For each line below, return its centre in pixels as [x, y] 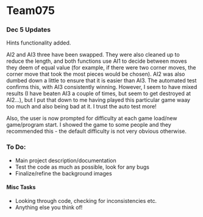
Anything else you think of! [49, 207]
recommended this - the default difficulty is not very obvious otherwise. [97, 131]
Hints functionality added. [39, 43]
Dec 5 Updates [28, 30]
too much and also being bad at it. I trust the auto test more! [81, 107]
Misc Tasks [21, 187]
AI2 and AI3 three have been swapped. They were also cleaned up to [93, 55]
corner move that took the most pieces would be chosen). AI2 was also [96, 74]
